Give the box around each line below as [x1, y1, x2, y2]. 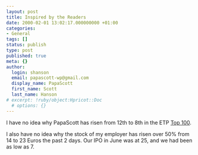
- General [6, 31, 31, 37]
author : [6, 64, 26, 70]
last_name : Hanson [11, 91, 58, 97]
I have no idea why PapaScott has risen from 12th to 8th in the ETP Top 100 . [6, 119, 192, 126]
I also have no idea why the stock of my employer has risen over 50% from [6, 130, 190, 137]
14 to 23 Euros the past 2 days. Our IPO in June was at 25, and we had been [6, 137, 193, 144]
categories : [6, 25, 36, 31]
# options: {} [11, 102, 46, 109]
